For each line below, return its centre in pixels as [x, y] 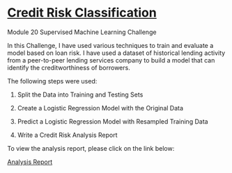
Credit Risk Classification [82, 13]
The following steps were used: [52, 81]
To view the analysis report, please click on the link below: [91, 148]
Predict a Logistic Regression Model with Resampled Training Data [113, 121]
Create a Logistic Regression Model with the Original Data [100, 108]
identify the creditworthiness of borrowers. [69, 67]
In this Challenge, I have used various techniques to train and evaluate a [110, 45]
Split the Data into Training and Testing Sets [80, 94]
